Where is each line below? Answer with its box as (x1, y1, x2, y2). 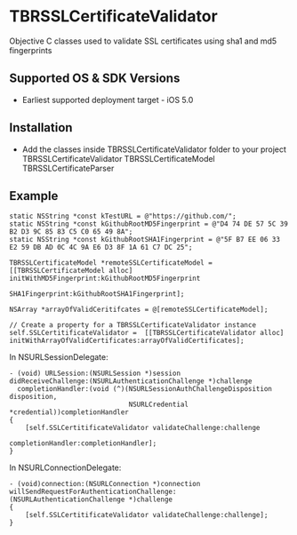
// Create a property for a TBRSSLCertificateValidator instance (9, 321, 256, 330)
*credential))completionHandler (9, 408, 129, 417)
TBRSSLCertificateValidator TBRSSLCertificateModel (21, 153, 215, 164)
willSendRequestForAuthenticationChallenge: (9, 487, 177, 497)
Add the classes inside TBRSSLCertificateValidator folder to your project (21, 144, 287, 155)
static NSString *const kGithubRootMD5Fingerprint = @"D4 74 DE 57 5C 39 (9, 220, 289, 228)
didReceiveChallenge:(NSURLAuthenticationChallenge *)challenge (9, 377, 253, 386)
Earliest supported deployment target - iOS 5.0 (21, 94, 194, 105)
